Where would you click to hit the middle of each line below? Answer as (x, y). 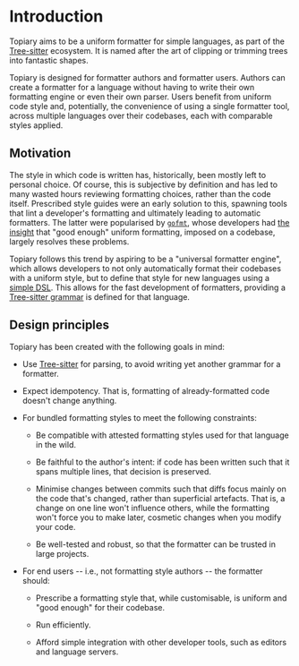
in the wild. (56, 444)
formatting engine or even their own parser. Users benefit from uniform (141, 97)
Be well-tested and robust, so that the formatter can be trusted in (155, 544)
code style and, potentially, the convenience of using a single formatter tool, (149, 106)
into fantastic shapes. (49, 60)
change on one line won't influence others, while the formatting (153, 508)
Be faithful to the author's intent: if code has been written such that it (162, 462)
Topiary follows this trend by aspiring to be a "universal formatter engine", (145, 259)
